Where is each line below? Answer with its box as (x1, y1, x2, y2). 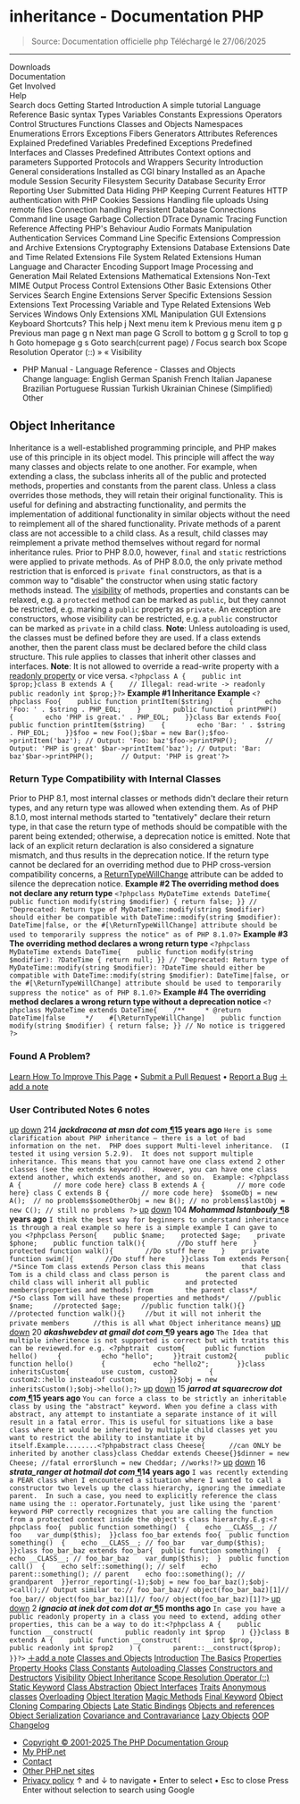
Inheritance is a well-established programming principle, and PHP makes (9, 442, 277, 453)
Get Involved (9, 80, 56, 91)
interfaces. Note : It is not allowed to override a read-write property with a (9, 660, 279, 672)
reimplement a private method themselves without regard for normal (9, 537, 261, 547)
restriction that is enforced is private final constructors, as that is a (9, 565, 262, 576)
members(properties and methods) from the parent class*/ (9, 1285, 257, 1294)
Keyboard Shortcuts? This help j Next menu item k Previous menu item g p (9, 318, 283, 328)
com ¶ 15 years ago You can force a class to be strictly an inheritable (9, 1393, 287, 1403)
